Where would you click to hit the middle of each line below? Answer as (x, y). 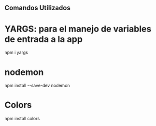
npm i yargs (16, 52)
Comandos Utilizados (37, 8)
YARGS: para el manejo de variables (78, 29)
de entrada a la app (44, 39)
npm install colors (22, 119)
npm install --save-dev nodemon (37, 86)
